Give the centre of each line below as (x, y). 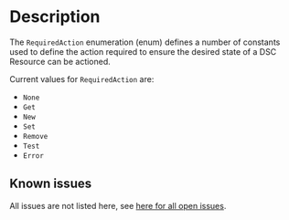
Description (55, 17)
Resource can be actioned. (60, 61)
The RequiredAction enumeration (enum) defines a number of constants (145, 42)
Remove (35, 136)
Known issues (51, 184)
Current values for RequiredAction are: (82, 79)
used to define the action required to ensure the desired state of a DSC (143, 51)
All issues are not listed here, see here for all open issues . (118, 205)
